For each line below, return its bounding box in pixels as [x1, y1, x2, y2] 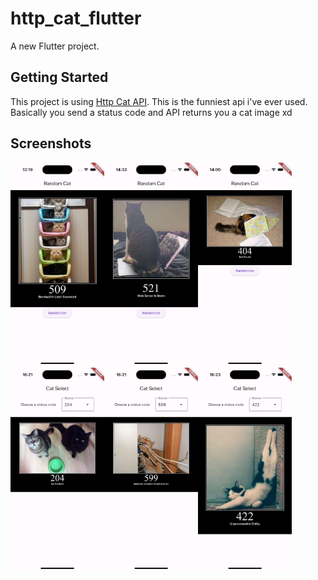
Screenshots [10, 135, 92, 152]
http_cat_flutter [10, 7, 142, 30]
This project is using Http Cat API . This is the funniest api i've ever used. [10, 95, 308, 107]
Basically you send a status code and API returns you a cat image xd [10, 106, 293, 118]
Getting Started [10, 69, 109, 86]
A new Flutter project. [10, 40, 100, 52]
